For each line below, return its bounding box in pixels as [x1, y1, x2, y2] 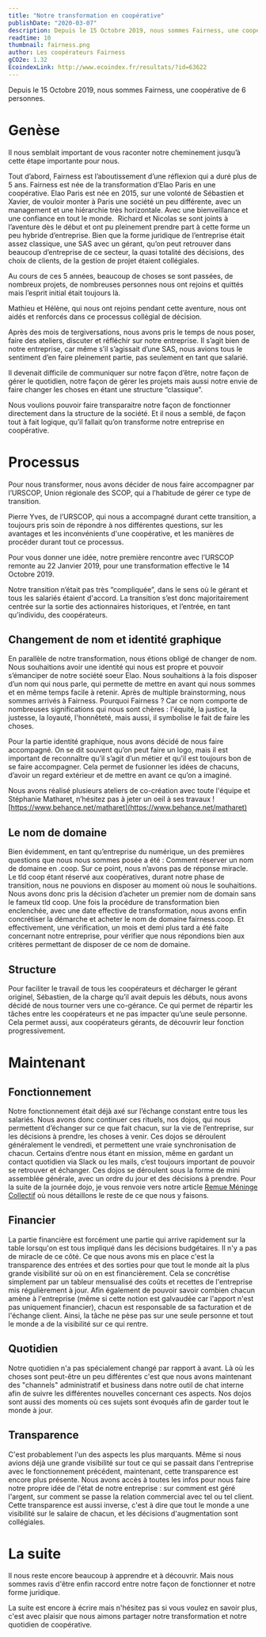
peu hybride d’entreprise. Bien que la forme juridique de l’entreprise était [8, 230, 245, 240]
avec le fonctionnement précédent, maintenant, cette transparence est [8, 1466, 239, 1476]
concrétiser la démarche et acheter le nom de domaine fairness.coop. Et [8, 915, 245, 924]
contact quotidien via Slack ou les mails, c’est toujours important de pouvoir [8, 1157, 256, 1167]
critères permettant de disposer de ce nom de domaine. [8, 940, 191, 949]
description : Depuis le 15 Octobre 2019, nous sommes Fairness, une [8, 26, 239, 34]
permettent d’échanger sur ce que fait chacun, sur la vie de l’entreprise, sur [8, 1123, 255, 1133]
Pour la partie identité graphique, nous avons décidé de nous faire [8, 737, 224, 746]
